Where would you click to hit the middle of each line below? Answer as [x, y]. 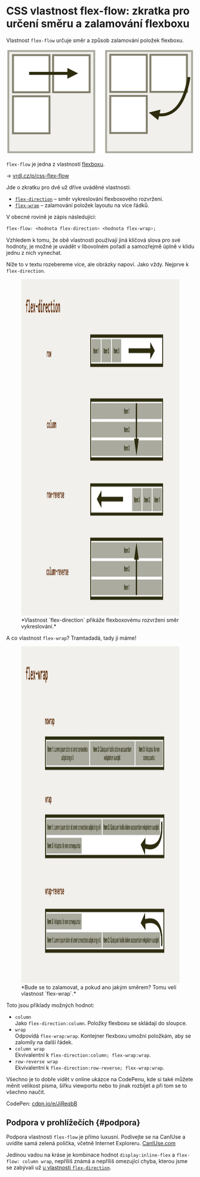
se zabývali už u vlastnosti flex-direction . [59, 1167]
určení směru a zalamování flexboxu [98, 24]
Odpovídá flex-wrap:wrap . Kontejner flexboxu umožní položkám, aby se [103, 1036]
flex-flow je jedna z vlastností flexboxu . [56, 164]
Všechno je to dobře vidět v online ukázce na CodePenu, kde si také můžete [100, 1079]
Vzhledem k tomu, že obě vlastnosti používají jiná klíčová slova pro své [93, 240]
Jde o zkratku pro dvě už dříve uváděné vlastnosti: [69, 187]
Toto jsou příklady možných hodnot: [50, 1005]
